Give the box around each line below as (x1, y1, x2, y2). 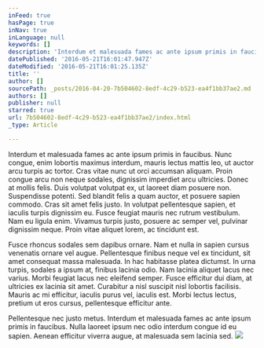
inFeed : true (8, 11, 51, 20)
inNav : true (8, 26, 47, 34)
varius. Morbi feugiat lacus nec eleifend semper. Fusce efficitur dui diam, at (8, 273, 253, 283)
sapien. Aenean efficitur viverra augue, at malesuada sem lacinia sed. (8, 331, 233, 340)
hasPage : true (8, 19, 55, 27)
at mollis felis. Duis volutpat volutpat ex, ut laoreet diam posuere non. (8, 182, 232, 192)
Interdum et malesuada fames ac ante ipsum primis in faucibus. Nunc (8, 149, 233, 159)
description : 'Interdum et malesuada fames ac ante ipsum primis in (8, 48, 237, 56)
